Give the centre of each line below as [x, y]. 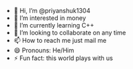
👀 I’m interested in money [50, 18]
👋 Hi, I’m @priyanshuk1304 [52, 11]
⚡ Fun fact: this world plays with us [63, 58]
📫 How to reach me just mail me [60, 40]
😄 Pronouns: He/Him [44, 50]
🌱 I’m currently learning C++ [54, 25]
